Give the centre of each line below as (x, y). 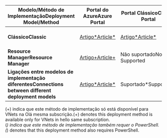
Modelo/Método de (41, 10)
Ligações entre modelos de (41, 72)
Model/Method (41, 22)
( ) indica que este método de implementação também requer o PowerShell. (82, 125)
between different (29, 90)
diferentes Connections (36, 84)
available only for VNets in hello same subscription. (58, 120)
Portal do (98, 10)
